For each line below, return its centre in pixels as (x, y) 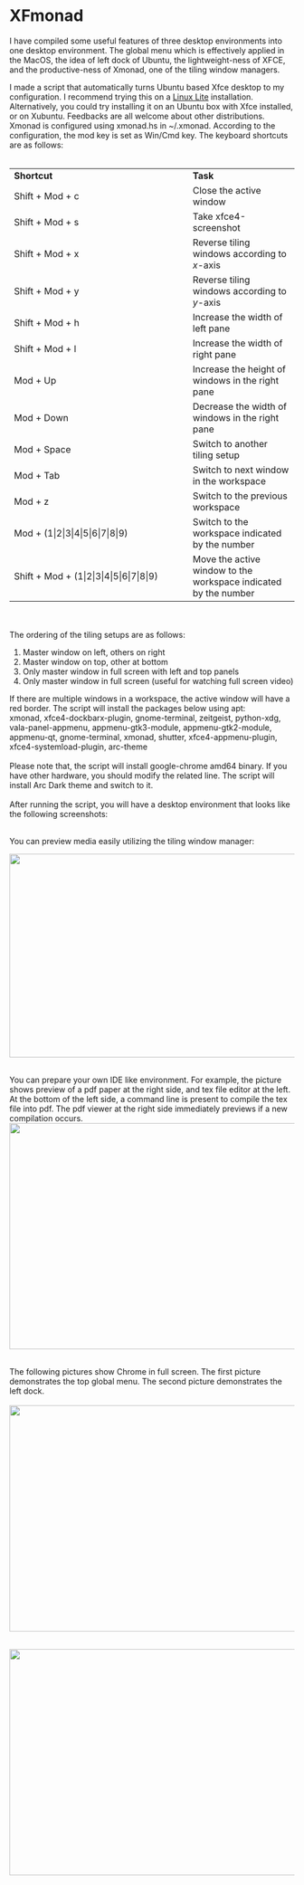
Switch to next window (241, 470)
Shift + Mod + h (47, 322)
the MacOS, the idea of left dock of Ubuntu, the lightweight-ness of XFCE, (147, 60)
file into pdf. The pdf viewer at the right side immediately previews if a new (148, 1109)
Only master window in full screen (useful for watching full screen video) (158, 681)
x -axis (207, 265)
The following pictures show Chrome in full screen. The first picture (135, 1371)
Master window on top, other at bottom (95, 662)
